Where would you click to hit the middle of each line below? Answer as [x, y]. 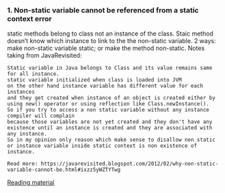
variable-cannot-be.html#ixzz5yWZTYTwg [64, 170]
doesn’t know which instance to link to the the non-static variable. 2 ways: [112, 41]
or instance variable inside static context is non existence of [102, 146]
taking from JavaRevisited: [44, 55]
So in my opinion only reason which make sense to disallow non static [111, 140]
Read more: [23, 164]
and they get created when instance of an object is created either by [111, 98]
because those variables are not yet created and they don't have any [110, 122]
